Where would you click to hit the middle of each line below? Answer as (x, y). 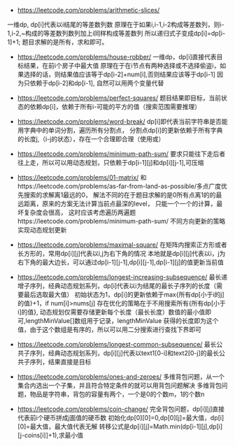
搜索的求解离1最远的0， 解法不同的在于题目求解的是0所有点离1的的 (120, 195)
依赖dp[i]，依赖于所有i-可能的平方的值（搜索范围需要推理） (115, 107)
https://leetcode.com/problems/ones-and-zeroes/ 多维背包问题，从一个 (121, 376)
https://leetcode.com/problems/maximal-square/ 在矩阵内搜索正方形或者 (122, 245)
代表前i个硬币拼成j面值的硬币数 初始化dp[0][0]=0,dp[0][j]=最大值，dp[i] (121, 418)
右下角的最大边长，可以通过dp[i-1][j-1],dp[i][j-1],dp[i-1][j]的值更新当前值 (120, 262)
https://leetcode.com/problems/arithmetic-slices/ (88, 10)
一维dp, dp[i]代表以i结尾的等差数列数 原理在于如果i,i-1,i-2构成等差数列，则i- (116, 24)
